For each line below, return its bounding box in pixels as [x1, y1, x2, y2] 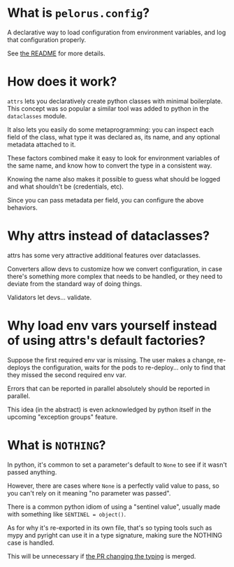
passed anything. [7, 467, 57, 476]
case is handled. [7, 538, 54, 547]
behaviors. [7, 203, 38, 212]
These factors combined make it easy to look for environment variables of [7, 153, 220, 162]
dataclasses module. [7, 111, 67, 120]
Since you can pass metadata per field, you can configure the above [7, 196, 204, 204]
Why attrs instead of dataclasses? [7, 228, 210, 244]
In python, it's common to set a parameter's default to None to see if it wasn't [7, 460, 227, 469]
